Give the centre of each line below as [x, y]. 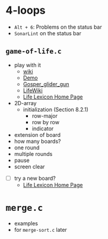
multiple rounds [33, 154]
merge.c [24, 208]
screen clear [29, 166]
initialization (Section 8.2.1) [55, 109]
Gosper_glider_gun [46, 84]
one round [27, 148]
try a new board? [35, 178]
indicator [43, 128]
